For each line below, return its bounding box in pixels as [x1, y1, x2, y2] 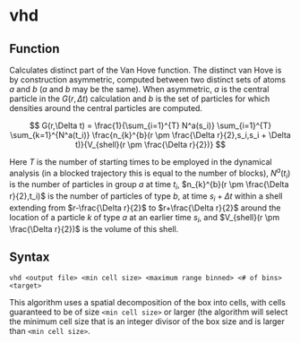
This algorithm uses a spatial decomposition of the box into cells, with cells [9, 296, 287, 307]
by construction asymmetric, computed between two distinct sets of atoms [9, 74, 287, 85]
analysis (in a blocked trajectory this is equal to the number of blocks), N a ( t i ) [9, 167, 291, 180]
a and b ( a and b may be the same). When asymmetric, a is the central [9, 84, 270, 94]
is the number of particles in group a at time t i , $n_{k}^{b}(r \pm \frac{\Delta [9, 179, 289, 193]
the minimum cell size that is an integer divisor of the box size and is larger [9, 315, 285, 327]
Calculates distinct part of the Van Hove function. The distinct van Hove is [9, 64, 282, 75]
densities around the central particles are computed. [9, 103, 203, 113]
